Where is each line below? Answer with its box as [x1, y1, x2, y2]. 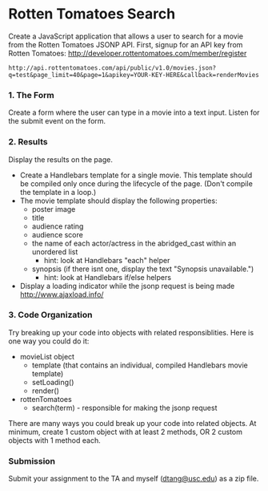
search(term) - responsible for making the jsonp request [31, 403, 218, 412]
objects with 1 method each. [8, 435, 102, 445]
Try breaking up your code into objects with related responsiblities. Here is [8, 327, 254, 337]
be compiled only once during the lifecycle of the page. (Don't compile [19, 178, 254, 189]
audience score [31, 229, 84, 239]
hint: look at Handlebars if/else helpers [43, 272, 172, 282]
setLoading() [31, 377, 74, 387]
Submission [8, 455, 56, 466]
